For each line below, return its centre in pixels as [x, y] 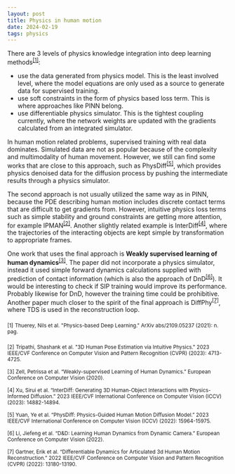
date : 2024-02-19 [33, 27]
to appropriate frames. [40, 240]
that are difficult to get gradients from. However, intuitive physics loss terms [117, 209]
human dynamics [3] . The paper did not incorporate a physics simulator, [111, 262]
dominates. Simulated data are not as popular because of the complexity [112, 149]
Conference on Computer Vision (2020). [56, 378]
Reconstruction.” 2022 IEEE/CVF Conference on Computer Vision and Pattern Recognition [116, 458]
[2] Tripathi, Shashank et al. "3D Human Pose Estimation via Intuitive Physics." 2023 [108, 347]
